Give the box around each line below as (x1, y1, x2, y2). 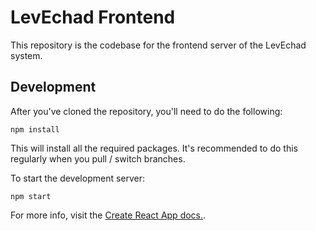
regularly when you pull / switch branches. (10, 152, 186, 165)
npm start (10, 191, 52, 201)
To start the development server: (10, 172, 146, 184)
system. (10, 49, 43, 61)
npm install (10, 124, 60, 135)
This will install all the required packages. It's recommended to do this (10, 142, 298, 154)
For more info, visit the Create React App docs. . (10, 209, 207, 221)
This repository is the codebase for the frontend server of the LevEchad (10, 39, 307, 51)
